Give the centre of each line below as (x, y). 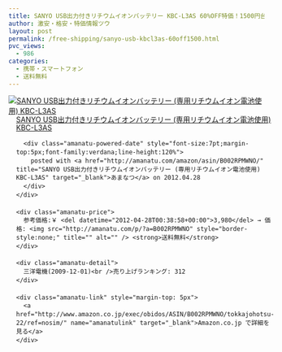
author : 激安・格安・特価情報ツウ (59, 24)
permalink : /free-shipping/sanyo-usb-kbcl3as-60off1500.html (114, 39)
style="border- (222, 229)
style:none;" (38, 237)
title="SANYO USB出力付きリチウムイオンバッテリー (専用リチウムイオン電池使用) (138, 169)
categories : (28, 62)
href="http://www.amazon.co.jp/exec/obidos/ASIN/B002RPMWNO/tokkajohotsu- (145, 315)
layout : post (30, 31)
